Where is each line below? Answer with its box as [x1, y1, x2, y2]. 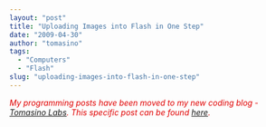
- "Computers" [17, 55, 71, 64]
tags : [9, 47, 30, 56]
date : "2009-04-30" [9, 30, 83, 39]
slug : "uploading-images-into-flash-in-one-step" [9, 73, 201, 82]
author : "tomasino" [9, 38, 83, 48]
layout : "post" [9, 13, 67, 23]
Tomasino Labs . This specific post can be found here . [9, 106, 211, 118]
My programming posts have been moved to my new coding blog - [9, 97, 260, 108]
